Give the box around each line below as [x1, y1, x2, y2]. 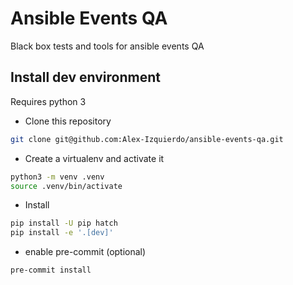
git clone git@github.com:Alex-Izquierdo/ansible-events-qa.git [10, 134, 284, 144]
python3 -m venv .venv [10, 172, 105, 182]
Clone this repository [24, 115, 112, 127]
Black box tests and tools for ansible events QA [10, 40, 205, 52]
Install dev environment [10, 69, 161, 86]
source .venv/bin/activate [10, 181, 123, 191]
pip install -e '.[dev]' [10, 228, 114, 238]
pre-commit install [10, 265, 92, 276]
